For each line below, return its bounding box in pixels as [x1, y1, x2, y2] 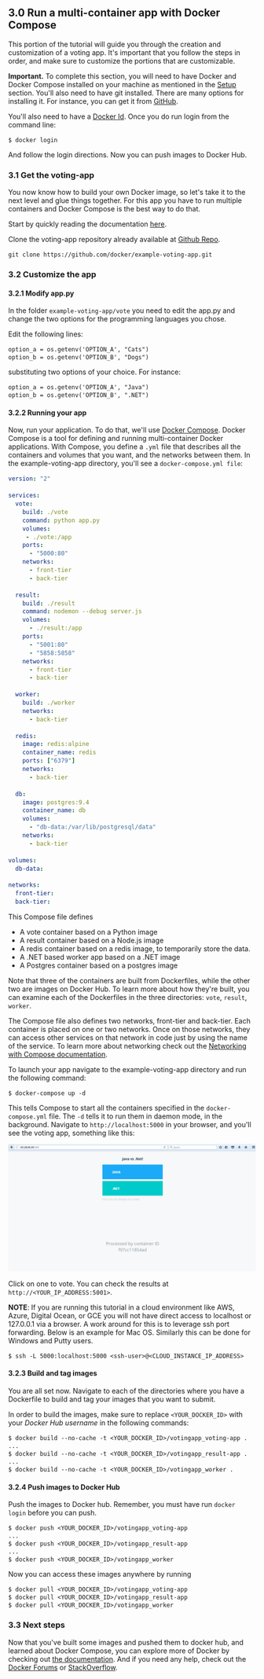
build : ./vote [22, 508, 68, 516]
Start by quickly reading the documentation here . [8, 219, 167, 229]
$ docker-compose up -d [8, 1089, 86, 1097]
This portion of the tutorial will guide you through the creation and [8, 39, 222, 49]
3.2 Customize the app [8, 269, 97, 280]
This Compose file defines [8, 912, 93, 921]
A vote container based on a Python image [19, 927, 158, 936]
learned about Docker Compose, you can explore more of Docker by [8, 1646, 230, 1655]
